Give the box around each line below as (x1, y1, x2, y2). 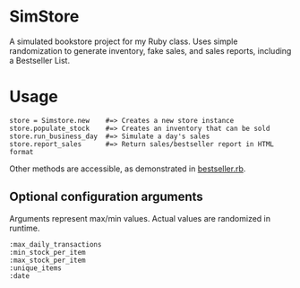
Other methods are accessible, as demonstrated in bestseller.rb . (9, 163, 246, 174)
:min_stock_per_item (9, 248, 87, 257)
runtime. (9, 223, 40, 233)
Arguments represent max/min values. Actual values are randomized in (9, 213, 271, 223)
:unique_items (9, 263, 63, 273)
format (9, 147, 34, 156)
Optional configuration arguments (9, 189, 203, 205)
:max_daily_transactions (9, 240, 102, 249)
